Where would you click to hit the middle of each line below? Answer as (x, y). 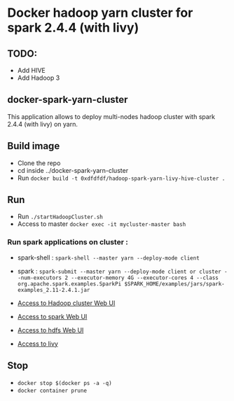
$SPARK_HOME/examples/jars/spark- (175, 284)
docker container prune (52, 391)
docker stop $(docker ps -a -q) (64, 383)
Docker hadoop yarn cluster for (100, 13)
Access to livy (37, 344)
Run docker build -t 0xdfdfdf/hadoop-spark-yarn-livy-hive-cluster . (121, 178)
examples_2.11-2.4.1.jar (54, 290)
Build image (34, 146)
